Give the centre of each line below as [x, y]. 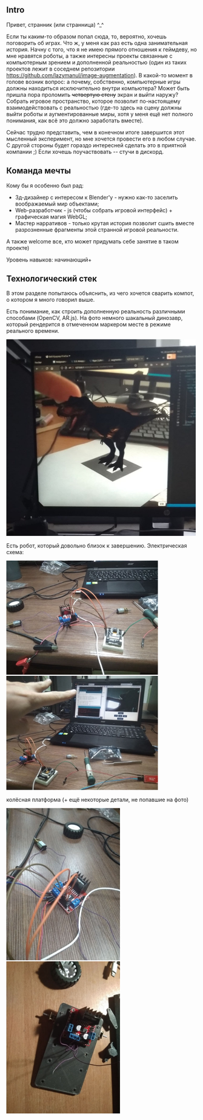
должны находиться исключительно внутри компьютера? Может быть [98, 88]
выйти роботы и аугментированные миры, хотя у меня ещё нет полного [100, 114]
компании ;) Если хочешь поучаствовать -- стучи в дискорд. [85, 151]
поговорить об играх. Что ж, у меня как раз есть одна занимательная [97, 43]
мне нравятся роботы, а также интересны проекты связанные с [89, 56]
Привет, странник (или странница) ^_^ [55, 24]
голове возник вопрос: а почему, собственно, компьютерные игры [93, 82]
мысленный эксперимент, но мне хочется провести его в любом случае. [101, 139]
